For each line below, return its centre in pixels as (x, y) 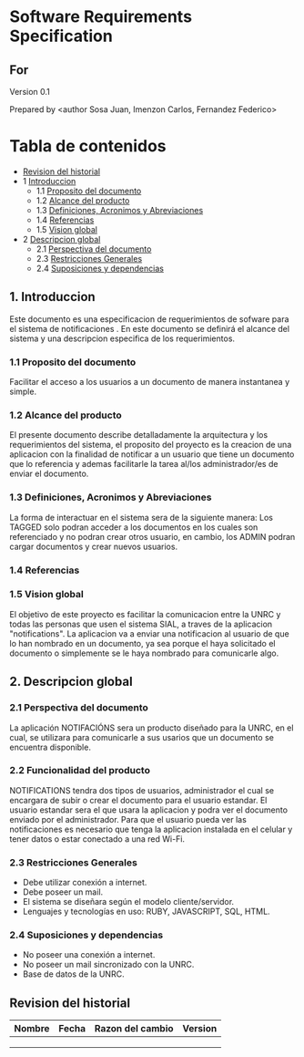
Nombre (32, 1029)
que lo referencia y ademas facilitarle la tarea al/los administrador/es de (144, 464)
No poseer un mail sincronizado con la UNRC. (108, 965)
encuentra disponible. (50, 747)
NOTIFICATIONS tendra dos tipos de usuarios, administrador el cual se (142, 790)
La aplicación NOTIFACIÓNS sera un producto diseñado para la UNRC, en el (152, 728)
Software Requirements (101, 17)
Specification (61, 36)
